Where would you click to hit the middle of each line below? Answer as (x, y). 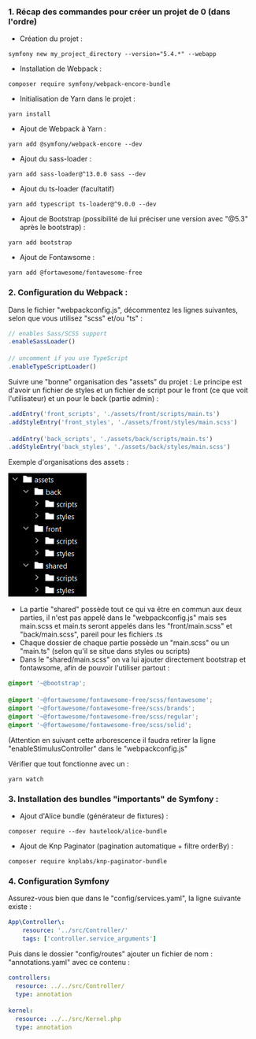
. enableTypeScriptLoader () (52, 367)
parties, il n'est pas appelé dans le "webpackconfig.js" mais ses (123, 618)
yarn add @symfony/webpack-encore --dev (76, 144)
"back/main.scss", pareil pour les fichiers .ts (91, 635)
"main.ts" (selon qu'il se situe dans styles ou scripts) (105, 651)
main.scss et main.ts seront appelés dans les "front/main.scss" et (126, 626)
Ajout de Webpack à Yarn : (63, 129)
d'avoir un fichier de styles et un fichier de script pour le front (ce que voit (128, 390)
